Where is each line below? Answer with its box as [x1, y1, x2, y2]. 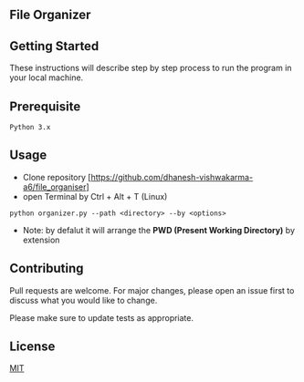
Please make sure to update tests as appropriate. [9, 312, 194, 323]
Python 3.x [9, 123, 51, 132]
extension [22, 234, 60, 245]
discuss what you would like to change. [9, 294, 158, 305]
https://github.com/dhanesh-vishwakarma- [90, 171, 254, 182]
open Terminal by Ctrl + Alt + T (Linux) [22, 191, 168, 201]
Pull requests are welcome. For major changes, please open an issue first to [9, 284, 295, 295]
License [9, 339, 56, 355]
